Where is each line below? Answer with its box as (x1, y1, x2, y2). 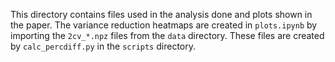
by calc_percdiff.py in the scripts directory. (10, 40, 196, 52)
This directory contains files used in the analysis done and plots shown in (10, 9, 313, 20)
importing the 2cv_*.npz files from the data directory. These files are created (10, 30, 325, 41)
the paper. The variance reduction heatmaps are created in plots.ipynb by (10, 19, 318, 31)
